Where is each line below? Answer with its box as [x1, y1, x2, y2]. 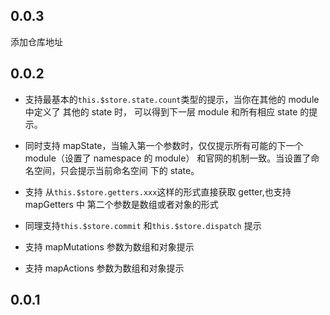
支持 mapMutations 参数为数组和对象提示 [24, 240, 195, 253]
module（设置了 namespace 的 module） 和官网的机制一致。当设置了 [24, 152, 312, 164]
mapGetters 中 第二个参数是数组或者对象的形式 [24, 198, 219, 210]
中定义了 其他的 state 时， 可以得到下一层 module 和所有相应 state [24, 105, 298, 118]
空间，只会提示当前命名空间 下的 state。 [33, 164, 200, 176]
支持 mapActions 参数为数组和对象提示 [24, 262, 185, 274]
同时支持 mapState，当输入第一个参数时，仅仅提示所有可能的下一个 [24, 139, 304, 151]
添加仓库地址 [10, 35, 63, 48]
